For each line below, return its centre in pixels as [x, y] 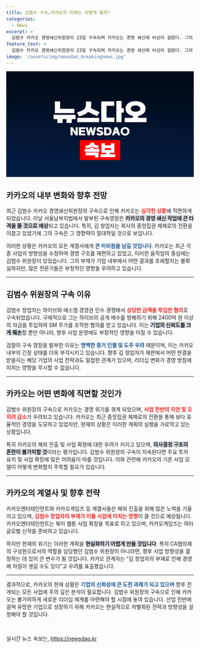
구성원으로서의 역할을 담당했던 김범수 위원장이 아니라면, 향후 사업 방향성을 [98, 551]
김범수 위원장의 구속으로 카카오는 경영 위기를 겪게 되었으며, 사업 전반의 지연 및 [96, 409]
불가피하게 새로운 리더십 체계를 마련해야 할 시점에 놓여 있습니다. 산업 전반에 [104, 599]
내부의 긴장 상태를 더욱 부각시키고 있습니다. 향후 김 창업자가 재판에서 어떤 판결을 [99, 352]
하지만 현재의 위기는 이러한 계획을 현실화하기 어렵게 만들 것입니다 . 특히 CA [92, 543]
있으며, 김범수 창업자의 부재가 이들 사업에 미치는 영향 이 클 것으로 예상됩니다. [104, 516]
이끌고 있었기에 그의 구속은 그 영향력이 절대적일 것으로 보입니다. [80, 234]
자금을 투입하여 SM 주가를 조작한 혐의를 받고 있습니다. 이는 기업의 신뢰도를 [99, 325]
